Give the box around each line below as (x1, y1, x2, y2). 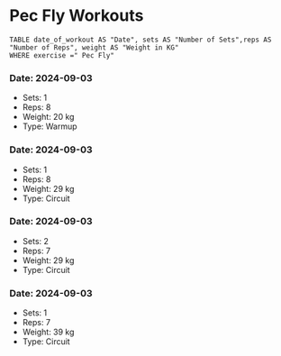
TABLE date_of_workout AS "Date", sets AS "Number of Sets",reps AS (9, 35, 272, 44)
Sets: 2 (22, 235, 50, 246)
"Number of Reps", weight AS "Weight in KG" (9, 42, 179, 52)
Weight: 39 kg (22, 326, 75, 338)
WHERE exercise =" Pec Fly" (9, 50, 115, 59)
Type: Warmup (22, 121, 78, 132)
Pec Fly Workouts (9, 5, 144, 26)
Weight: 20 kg (22, 112, 75, 123)
